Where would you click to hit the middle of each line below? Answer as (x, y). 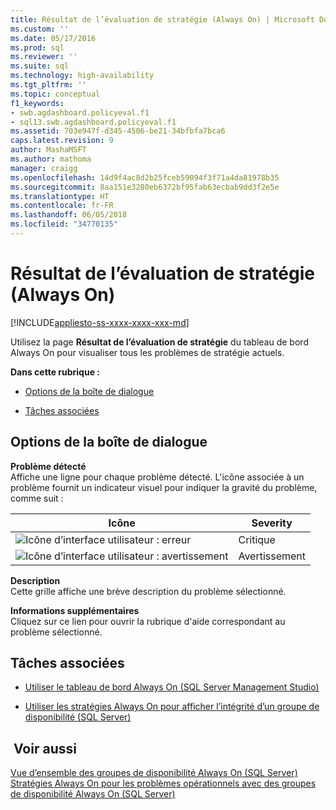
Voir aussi (45, 748)
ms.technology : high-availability (82, 76)
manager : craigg (44, 168)
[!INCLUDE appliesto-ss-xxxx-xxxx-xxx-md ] (100, 322)
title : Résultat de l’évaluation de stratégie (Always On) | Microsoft (162, 19)
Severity (272, 523)
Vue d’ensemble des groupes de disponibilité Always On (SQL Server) (154, 773)
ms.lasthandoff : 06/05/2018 (69, 215)
